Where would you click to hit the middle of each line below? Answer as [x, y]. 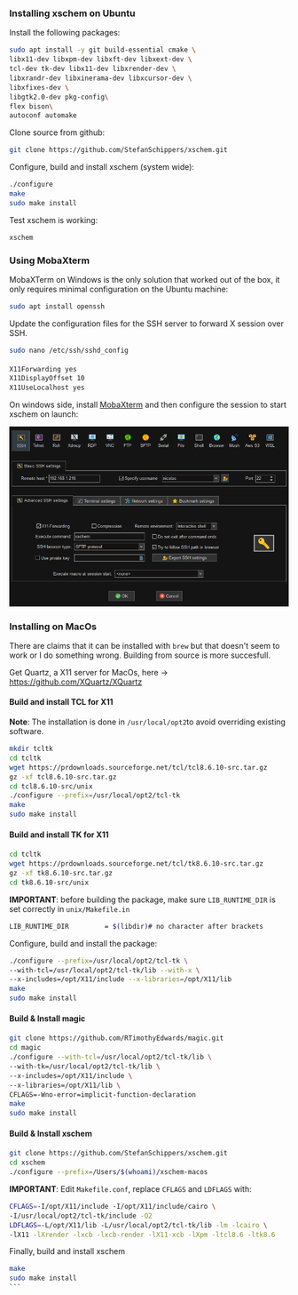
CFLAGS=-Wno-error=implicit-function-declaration [103, 1095]
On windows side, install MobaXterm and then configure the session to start [148, 405]
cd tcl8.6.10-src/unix [51, 786]
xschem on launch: [44, 414]
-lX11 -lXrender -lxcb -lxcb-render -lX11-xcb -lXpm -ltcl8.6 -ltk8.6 [142, 1235]
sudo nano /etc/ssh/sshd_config [69, 350]
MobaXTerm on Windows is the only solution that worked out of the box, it [145, 279]
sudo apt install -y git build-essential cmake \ [103, 50]
